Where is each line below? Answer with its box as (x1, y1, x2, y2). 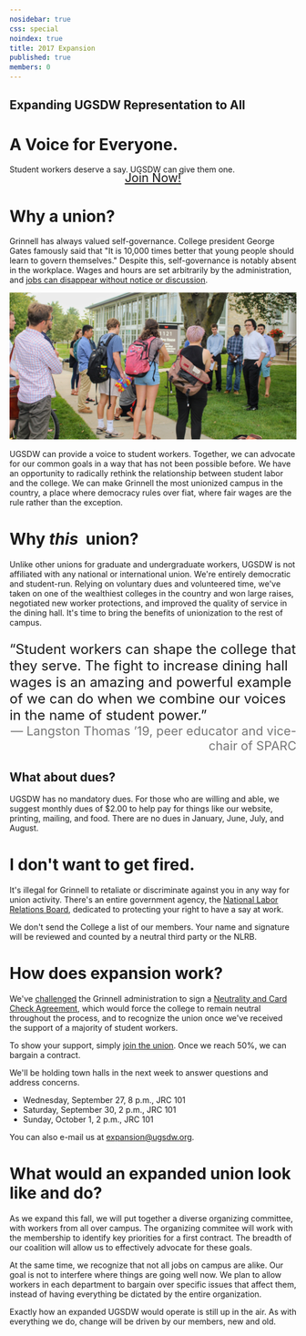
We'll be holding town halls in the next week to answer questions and (9, 1066, 269, 1078)
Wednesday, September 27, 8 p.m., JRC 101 (22, 1094, 186, 1106)
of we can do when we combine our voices (9, 690, 287, 708)
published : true (9, 53, 71, 63)
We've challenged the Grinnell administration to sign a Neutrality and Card (9, 993, 288, 1004)
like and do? (9, 1182, 103, 1203)
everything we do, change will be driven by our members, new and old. (9, 1316, 276, 1327)
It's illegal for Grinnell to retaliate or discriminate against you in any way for (9, 884, 290, 895)
